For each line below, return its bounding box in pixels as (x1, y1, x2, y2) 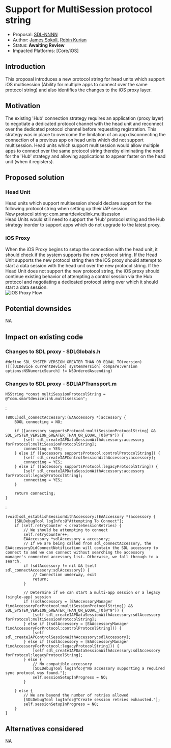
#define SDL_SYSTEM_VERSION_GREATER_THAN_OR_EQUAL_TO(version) (5, 360, 142, 365)
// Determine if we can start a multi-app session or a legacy (23, 590, 160, 595)
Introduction (5, 62, 46, 71)
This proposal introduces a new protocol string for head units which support (5, 76, 165, 82)
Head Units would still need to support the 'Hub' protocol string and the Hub (5, 216, 165, 222)
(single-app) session (5, 594, 51, 600)
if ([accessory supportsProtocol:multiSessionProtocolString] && (14, 429, 156, 434)
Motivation (5, 102, 41, 110)
